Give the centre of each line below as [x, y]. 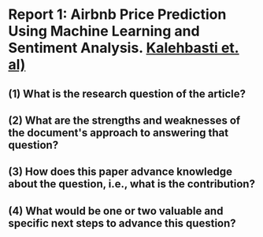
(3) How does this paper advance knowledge [120, 172]
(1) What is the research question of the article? [127, 93]
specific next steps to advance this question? [122, 223]
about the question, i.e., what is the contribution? [132, 184]
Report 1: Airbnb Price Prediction [117, 15]
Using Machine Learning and [104, 31]
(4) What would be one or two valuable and [116, 211]
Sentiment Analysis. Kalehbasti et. [124, 48]
